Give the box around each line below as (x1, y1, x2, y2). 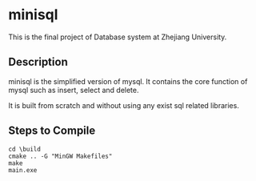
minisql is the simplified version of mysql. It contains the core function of (8, 76, 248, 86)
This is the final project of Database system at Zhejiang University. (8, 32, 227, 42)
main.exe (8, 166, 38, 174)
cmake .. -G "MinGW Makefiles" (8, 152, 113, 160)
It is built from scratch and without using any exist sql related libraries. (8, 100, 240, 110)
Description (8, 55, 68, 69)
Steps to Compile (8, 124, 96, 138)
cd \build (8, 145, 42, 153)
